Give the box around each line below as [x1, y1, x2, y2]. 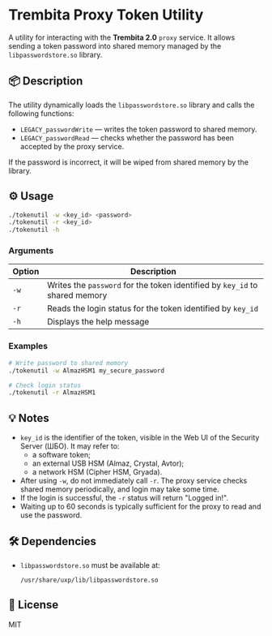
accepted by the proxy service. [19, 141, 125, 151]
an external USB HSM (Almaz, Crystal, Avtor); [32, 458, 185, 468]
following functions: [8, 108, 74, 118]
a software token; [32, 450, 91, 460]
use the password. [19, 510, 83, 520]
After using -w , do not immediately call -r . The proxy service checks [19, 476, 248, 486]
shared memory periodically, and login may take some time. [19, 484, 220, 494]
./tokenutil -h [8, 226, 60, 234]
